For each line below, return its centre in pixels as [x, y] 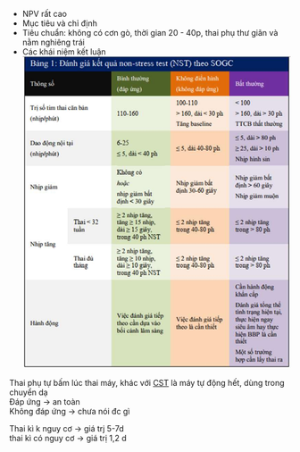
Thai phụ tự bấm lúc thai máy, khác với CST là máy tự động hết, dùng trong [147, 383]
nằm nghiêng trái [53, 42]
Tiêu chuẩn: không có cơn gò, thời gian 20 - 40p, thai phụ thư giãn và [150, 33]
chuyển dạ [29, 392]
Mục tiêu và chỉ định [60, 23]
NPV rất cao [44, 14]
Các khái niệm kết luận [64, 52]
